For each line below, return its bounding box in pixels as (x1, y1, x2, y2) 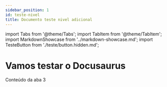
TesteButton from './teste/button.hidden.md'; (5, 42, 99, 48)
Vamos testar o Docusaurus (5, 60, 126, 72)
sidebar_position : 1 (5, 7, 50, 13)
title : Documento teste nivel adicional (5, 17, 93, 22)
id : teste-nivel (5, 12, 40, 17)
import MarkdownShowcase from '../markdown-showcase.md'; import (5, 36, 153, 42)
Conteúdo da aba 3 (5, 77, 46, 83)
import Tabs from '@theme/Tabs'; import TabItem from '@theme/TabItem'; (5, 31, 162, 37)
